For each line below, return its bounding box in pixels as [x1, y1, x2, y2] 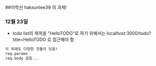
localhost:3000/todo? [106, 30, 151, 36]
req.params [5, 51, 28, 56]
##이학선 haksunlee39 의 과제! [5, 4, 67, 10]
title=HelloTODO [12, 36, 46, 42]
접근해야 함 [52, 36, 74, 42]
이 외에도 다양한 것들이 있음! [5, 46, 58, 51]
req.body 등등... [5, 56, 39, 61]
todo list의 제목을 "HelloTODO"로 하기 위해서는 [12, 30, 106, 36]
